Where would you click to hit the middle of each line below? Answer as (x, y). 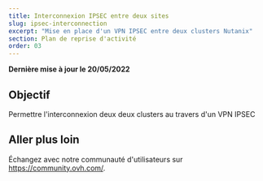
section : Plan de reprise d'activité (72, 39)
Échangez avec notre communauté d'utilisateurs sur (96, 159)
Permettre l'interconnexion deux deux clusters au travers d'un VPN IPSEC (132, 114)
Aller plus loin (44, 140)
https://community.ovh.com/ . (57, 168)
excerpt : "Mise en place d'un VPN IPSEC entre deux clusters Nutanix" (131, 31)
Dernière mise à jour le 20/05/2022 (69, 69)
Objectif (29, 95)
